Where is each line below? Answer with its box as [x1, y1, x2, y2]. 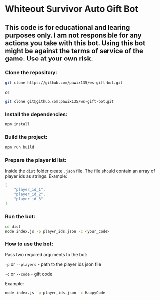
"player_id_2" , [14, 192, 46, 197]
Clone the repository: [5, 69, 58, 76]
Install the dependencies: [5, 111, 68, 118]
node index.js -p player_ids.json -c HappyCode [5, 290, 106, 295]
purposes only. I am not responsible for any [5, 31, 142, 39]
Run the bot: [5, 213, 36, 220]
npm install [5, 121, 30, 127]
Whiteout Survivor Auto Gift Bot [5, 3, 139, 15]
